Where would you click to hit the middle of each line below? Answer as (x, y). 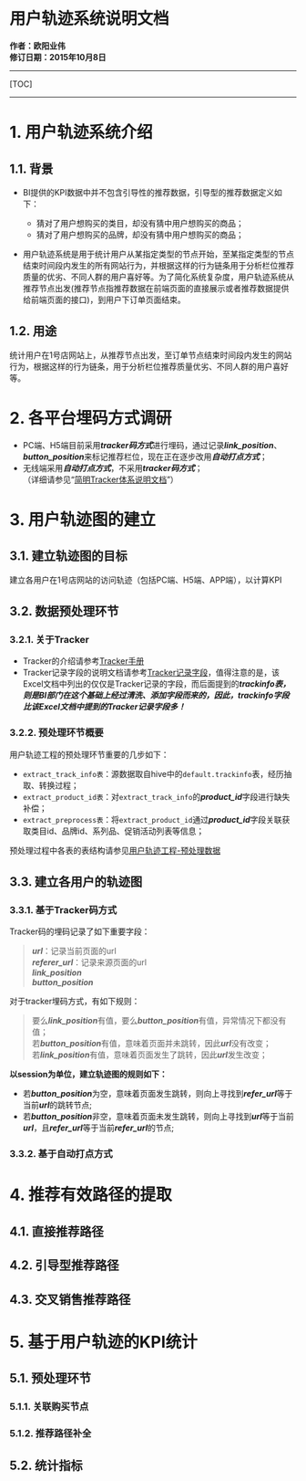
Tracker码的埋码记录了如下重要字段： (80, 931)
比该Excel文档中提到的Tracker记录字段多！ (104, 707)
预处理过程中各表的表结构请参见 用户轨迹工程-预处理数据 (115, 850)
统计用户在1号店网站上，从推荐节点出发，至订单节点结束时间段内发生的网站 (151, 355)
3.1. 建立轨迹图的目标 (68, 557)
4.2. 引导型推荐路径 (65, 1266)
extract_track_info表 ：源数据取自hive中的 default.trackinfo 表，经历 (153, 773)
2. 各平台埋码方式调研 (91, 418)
